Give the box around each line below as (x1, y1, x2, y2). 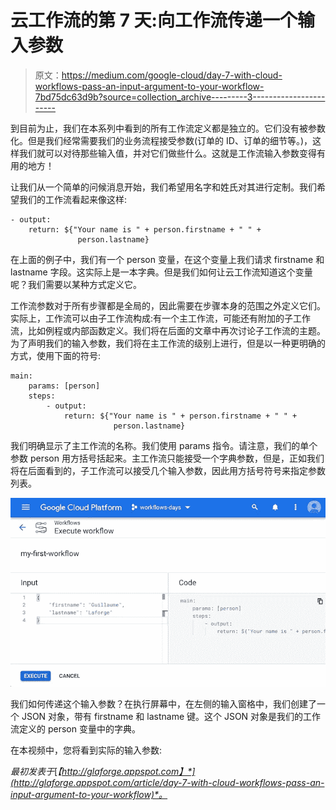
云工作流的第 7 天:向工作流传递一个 (10, 9, 298, 32)
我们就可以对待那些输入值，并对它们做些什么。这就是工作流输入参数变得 (18, 147, 317, 159)
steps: (28, 391, 56, 401)
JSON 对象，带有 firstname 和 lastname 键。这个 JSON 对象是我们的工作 (21, 711, 322, 723)
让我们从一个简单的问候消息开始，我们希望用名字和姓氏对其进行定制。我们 (10, 181, 317, 193)
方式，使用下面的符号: (10, 349, 102, 361)
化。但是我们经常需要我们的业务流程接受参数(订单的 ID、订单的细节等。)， (10, 134, 313, 146)
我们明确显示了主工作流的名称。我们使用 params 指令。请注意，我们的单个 (10, 439, 318, 451)
